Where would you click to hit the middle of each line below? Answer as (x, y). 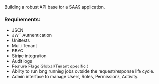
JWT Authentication (32, 35)
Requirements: (22, 19)
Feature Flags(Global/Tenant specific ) (50, 66)
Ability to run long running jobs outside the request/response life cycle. (83, 71)
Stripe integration (29, 56)
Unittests (21, 40)
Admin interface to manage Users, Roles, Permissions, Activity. (75, 77)
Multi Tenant (24, 46)
